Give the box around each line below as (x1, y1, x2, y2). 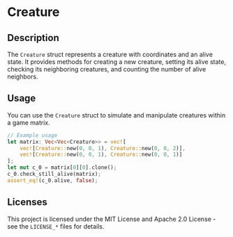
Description (7, 32, 59, 44)
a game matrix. (7, 118, 50, 126)
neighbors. (7, 72, 38, 81)
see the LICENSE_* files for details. (7, 222, 105, 230)
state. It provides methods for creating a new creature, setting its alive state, (7, 58, 227, 66)
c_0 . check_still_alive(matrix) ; (7, 171, 101, 178)
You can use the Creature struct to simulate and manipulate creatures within (7, 111, 226, 119)
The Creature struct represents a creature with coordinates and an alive (7, 50, 213, 58)
